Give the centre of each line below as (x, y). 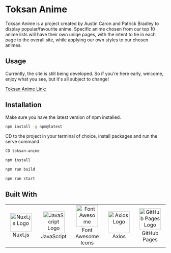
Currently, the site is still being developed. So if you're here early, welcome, (84, 73)
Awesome (87, 236)
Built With (21, 195)
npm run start (20, 179)
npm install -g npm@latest (34, 127)
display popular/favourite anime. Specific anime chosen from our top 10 (80, 29)
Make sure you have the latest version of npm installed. (63, 117)
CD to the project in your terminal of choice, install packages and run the (81, 136)
